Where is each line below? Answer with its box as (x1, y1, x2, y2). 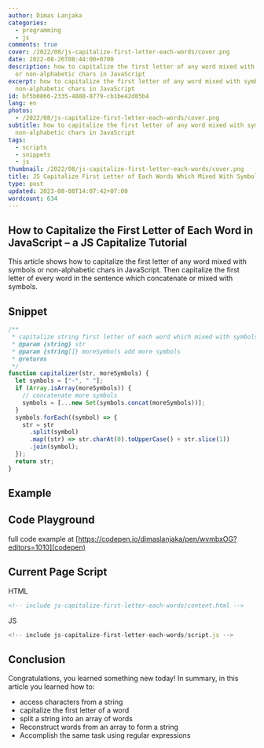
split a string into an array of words (19, 714, 134, 724)
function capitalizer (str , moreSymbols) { (8, 369, 149, 378)
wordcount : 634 (8, 194, 58, 202)
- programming (15, 26, 61, 34)
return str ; (15, 457, 55, 465)
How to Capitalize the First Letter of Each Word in (8, 224, 254, 237)
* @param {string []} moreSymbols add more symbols (11, 347, 181, 355)
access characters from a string (19, 698, 123, 707)
